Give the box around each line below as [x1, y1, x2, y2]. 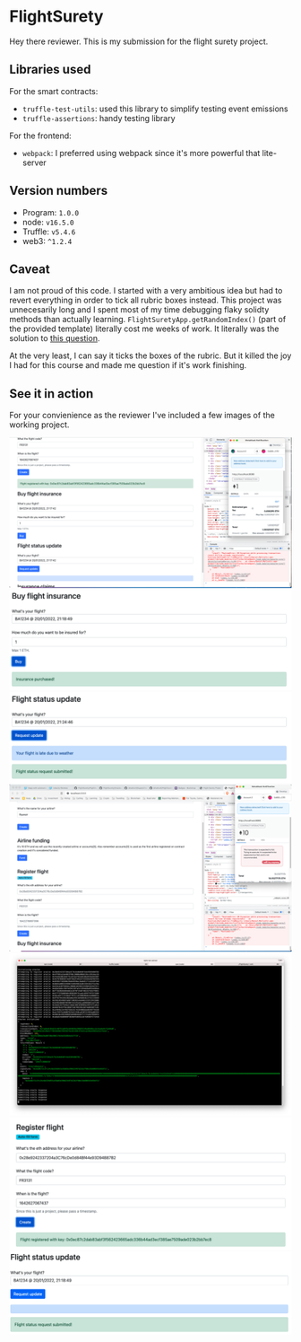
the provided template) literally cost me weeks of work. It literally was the [9, 323, 279, 334]
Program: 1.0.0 [21, 206, 79, 217]
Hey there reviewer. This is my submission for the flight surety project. [9, 36, 269, 47]
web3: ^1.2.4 [21, 235, 73, 246]
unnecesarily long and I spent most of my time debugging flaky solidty [9, 304, 270, 315]
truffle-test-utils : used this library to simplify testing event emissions [21, 103, 288, 114]
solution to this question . [9, 333, 100, 344]
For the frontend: [9, 130, 72, 141]
